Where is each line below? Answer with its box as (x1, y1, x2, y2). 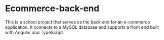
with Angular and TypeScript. (5, 29, 65, 35)
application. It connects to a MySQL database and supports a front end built (5, 24, 159, 30)
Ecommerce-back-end (5, 3, 99, 14)
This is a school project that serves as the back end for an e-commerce (5, 19, 150, 25)
